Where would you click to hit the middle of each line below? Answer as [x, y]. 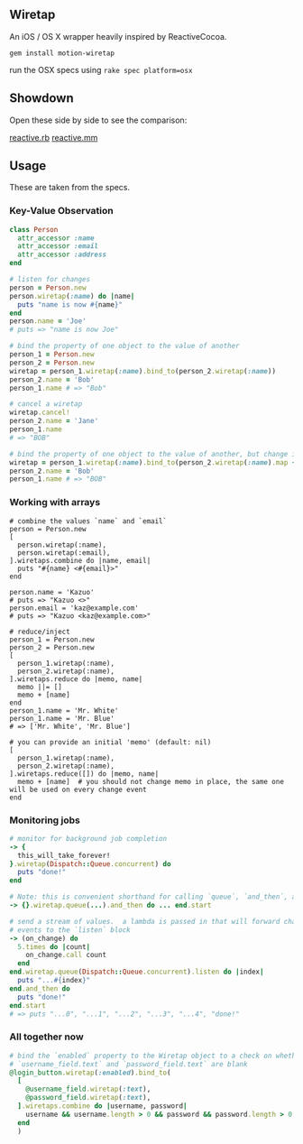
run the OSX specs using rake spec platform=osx [101, 69]
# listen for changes [50, 280]
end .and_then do [40, 988]
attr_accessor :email [58, 246]
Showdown [41, 98]
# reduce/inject [40, 632]
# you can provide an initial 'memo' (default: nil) [110, 742]
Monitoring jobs [45, 820]
